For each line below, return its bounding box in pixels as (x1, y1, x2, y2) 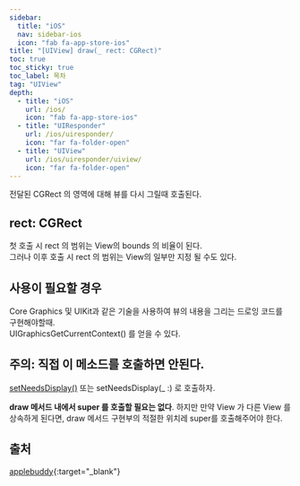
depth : (9, 88, 34, 97)
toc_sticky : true (9, 64, 74, 73)
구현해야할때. (9, 317, 56, 327)
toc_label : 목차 (9, 72, 66, 81)
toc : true (9, 55, 47, 64)
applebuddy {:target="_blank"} (9, 465, 121, 476)
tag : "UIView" (9, 80, 63, 89)
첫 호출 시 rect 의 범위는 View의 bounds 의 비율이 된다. (9, 240, 203, 251)
